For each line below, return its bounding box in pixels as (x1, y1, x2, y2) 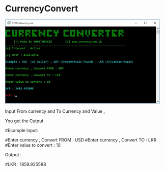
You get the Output (5, 118, 44, 124)
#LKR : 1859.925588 (5, 161, 47, 167)
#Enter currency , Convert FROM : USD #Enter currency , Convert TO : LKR (5, 137, 157, 143)
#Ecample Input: (5, 127, 38, 133)
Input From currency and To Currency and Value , (5, 108, 105, 114)
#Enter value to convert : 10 (5, 142, 61, 148)
